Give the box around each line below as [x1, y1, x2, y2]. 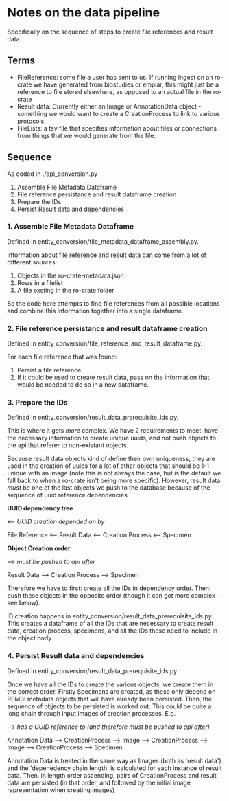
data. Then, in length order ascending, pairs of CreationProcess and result [7, 771, 217, 779]
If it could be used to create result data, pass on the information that [16, 373, 210, 382]
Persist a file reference [16, 366, 82, 374]
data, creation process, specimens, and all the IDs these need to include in [7, 627, 218, 635]
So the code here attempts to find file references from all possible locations [7, 299, 221, 307]
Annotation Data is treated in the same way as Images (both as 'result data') [7, 756, 221, 765]
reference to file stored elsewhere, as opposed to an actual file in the [16, 87, 212, 95]
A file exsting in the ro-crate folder [16, 286, 114, 294]
